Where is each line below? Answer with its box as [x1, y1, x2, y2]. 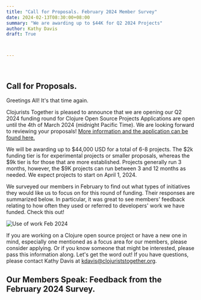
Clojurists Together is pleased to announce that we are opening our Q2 [6, 108, 182, 115]
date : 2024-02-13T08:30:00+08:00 [6, 14, 90, 20]
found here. [6, 133, 35, 141]
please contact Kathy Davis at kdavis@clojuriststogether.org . [6, 257, 158, 265]
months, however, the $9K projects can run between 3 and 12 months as [6, 165, 187, 172]
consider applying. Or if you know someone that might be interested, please [6, 244, 194, 251]
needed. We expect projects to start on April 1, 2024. [6, 171, 137, 178]
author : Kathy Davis [6, 25, 58, 32]
